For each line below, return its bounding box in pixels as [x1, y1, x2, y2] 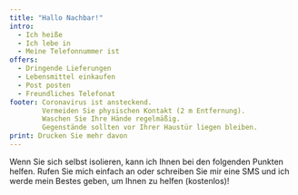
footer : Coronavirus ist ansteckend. [9, 97, 153, 107]
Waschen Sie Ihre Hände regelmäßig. [42, 114, 181, 123]
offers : [9, 55, 39, 64]
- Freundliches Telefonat [17, 89, 116, 98]
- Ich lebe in [17, 38, 71, 48]
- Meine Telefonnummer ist [17, 47, 120, 56]
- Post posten [17, 81, 71, 90]
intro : [9, 22, 35, 31]
